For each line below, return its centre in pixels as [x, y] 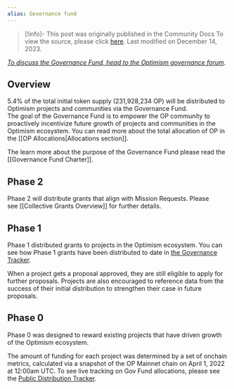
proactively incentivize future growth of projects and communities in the [111, 124]
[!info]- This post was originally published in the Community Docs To [124, 34]
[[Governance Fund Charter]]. [50, 159]
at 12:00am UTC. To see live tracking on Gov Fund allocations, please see [113, 371]
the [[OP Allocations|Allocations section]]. [68, 138]
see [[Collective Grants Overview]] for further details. [84, 206]
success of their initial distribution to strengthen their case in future [105, 289]
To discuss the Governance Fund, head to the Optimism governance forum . [117, 62]
